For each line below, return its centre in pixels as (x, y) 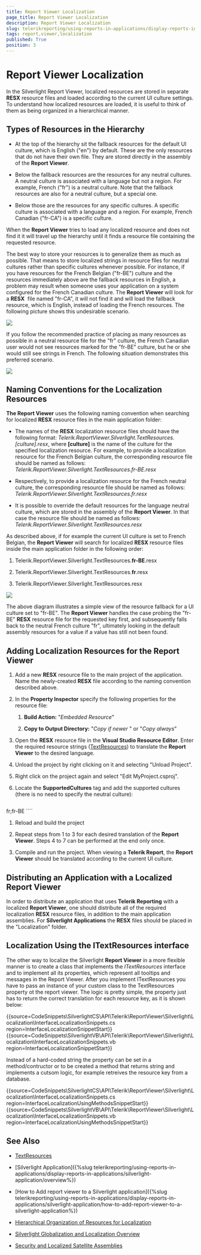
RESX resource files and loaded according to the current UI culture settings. (100, 98)
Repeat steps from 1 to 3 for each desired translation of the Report (97, 834)
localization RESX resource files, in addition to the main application (89, 914)
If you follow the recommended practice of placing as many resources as (96, 334)
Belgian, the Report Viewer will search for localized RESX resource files (95, 542)
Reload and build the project (50, 823)
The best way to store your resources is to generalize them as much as (94, 254)
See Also (23, 1141)
